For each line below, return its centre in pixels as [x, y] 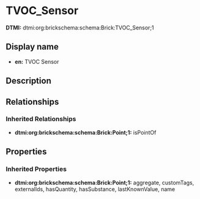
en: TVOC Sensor [37, 61]
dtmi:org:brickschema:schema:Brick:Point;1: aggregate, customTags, [104, 182]
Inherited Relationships [41, 119]
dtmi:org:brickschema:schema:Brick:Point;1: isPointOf [85, 132]
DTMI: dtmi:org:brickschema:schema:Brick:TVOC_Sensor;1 [80, 28]
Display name [32, 47]
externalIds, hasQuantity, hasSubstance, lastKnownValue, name [95, 189]
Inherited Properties [36, 169]
